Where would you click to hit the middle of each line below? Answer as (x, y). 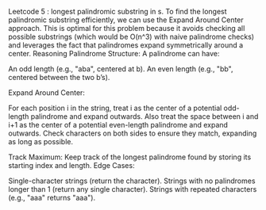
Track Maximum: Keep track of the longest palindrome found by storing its (130, 157)
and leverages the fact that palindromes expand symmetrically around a (126, 45)
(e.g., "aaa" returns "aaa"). (52, 198)
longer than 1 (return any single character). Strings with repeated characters (133, 189)
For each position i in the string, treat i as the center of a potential (115, 108)
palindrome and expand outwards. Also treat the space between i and (145, 116)
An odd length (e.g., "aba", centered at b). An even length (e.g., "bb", (121, 69)
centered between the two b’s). (59, 77)
